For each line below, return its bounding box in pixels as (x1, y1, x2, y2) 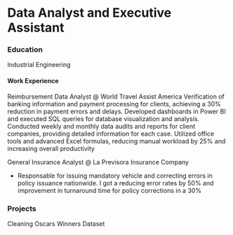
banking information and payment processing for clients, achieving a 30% (7, 99, 221, 108)
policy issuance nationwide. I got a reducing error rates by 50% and (17, 178, 214, 187)
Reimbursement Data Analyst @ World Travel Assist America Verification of (7, 92, 225, 101)
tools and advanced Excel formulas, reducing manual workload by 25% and (7, 136, 226, 145)
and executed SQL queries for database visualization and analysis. (7, 114, 200, 123)
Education (7, 45, 44, 55)
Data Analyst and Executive (7, 5, 172, 21)
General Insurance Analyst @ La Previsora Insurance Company (7, 157, 189, 166)
